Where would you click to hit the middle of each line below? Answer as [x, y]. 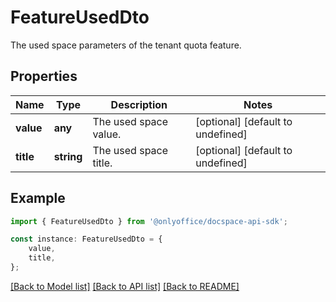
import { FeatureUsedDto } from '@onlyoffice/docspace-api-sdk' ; [149, 221]
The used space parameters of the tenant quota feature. [126, 45]
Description [139, 104]
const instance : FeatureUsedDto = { [86, 239]
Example [38, 198]
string [68, 156]
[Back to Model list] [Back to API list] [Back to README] [125, 286]
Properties [44, 76]
